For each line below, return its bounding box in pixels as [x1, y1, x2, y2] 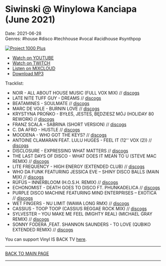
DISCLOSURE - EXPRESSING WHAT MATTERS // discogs [12, 148, 128, 154]
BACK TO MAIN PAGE [5, 250, 49, 256]
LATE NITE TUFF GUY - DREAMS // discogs [12, 95, 101, 101]
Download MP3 [12, 70, 44, 76]
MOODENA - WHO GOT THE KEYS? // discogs [12, 132, 107, 138]
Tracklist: [5, 80, 24, 86]
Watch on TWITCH [12, 60, 50, 66]
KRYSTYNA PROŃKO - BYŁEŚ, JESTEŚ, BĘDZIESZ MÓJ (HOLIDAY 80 [12, 110, 154, 117]
